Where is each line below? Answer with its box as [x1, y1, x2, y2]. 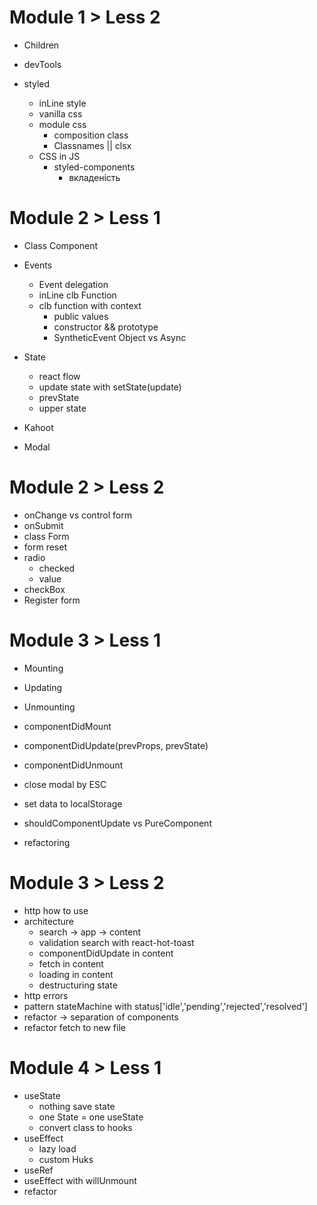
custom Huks [38, 1153, 94, 1165]
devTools [23, 58, 62, 70]
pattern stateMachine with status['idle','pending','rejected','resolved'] [23, 1000, 308, 1012]
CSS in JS [38, 150, 81, 162]
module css [38, 118, 87, 130]
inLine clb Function [38, 289, 117, 301]
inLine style [38, 97, 87, 109]
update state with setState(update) [38, 381, 182, 393]
